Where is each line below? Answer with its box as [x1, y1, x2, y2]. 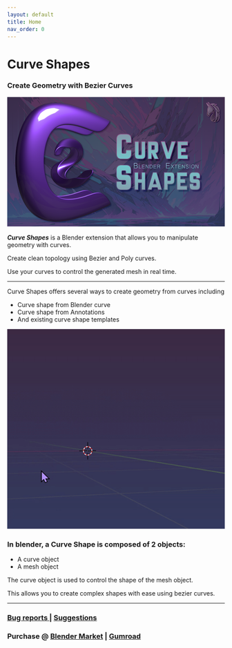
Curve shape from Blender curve [17, 300, 110, 308]
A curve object [17, 555, 59, 563]
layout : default [7, 11, 54, 18]
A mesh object [17, 562, 59, 571]
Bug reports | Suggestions [7, 613, 97, 622]
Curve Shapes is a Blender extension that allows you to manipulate [7, 233, 199, 242]
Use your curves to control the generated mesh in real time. [7, 267, 177, 275]
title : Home [7, 18, 41, 26]
